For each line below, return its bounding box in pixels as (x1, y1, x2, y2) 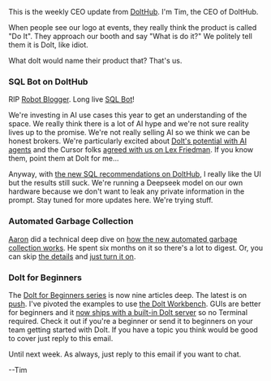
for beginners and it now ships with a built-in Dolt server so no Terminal (8, 307, 248, 317)
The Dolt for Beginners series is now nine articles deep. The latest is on (8, 290, 247, 300)
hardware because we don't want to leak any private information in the (8, 186, 245, 196)
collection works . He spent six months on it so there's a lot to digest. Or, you (8, 243, 264, 252)
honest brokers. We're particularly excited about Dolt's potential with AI (8, 136, 247, 146)
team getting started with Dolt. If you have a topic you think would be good (8, 325, 258, 335)
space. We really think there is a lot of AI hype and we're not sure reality (8, 119, 249, 129)
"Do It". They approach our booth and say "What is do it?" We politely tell (8, 32, 253, 41)
